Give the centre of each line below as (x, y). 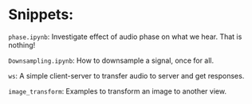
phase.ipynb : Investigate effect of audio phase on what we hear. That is (125, 37)
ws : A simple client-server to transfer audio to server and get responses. (126, 75)
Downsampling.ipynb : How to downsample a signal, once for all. (111, 60)
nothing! (22, 44)
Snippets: (41, 15)
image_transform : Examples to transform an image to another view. (118, 91)
